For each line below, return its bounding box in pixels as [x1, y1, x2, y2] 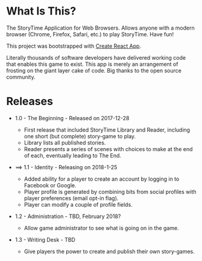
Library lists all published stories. [24, 139, 106, 146]
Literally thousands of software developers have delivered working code [6, 54, 186, 61]
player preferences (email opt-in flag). [24, 195, 119, 202]
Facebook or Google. [24, 181, 77, 188]
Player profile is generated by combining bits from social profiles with [24, 188, 197, 195]
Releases [6, 95, 53, 108]
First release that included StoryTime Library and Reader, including [24, 126, 191, 134]
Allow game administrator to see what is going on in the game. [24, 224, 179, 231]
